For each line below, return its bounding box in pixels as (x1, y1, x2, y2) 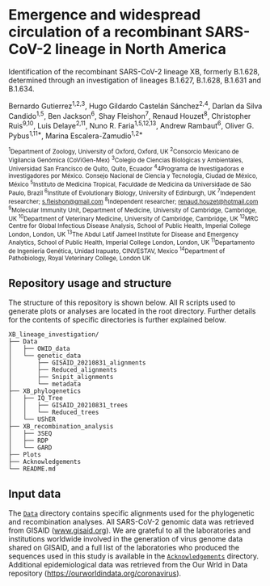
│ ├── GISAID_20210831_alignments (8, 359, 147, 367)
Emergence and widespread (8, 6, 201, 24)
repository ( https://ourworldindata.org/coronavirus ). (8, 568, 182, 578)
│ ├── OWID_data (8, 345, 70, 353)
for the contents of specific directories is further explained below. (8, 315, 226, 325)
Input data (8, 487, 61, 500)
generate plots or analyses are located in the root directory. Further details (8, 306, 256, 316)
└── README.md (8, 465, 57, 474)
